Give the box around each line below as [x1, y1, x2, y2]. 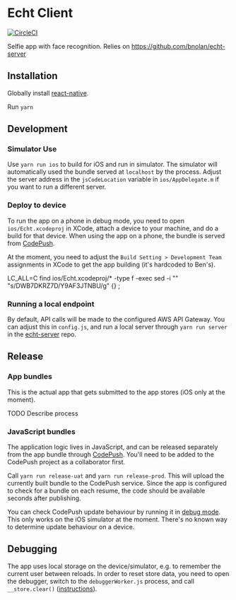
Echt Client [7, 5, 73, 21]
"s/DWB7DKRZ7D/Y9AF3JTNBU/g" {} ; [7, 281, 121, 290]
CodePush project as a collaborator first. [7, 458, 126, 466]
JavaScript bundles [7, 426, 76, 436]
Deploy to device [7, 200, 66, 210]
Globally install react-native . [7, 88, 89, 97]
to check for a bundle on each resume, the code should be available [7, 486, 206, 495]
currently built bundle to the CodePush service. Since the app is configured [7, 479, 228, 488]
